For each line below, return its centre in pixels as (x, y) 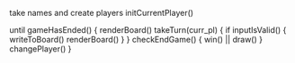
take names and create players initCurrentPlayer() (102, 13)
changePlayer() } (40, 49)
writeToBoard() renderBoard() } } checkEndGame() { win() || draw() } (136, 39)
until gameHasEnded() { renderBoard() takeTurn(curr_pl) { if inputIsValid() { (148, 30)
